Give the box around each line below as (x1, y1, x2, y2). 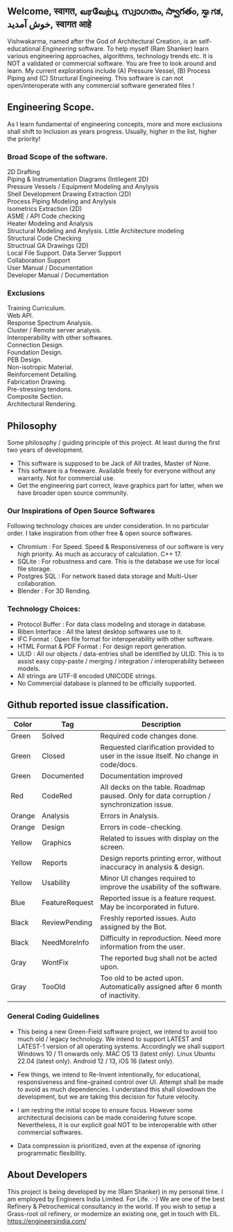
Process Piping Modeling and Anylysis (7, 197, 116, 205)
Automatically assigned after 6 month (100, 982, 223, 992)
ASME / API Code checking (7, 212, 85, 220)
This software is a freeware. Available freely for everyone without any (17, 466, 216, 475)
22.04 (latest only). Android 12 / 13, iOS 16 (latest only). (17, 1056, 175, 1065)
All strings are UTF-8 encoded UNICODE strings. (17, 671, 157, 680)
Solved (41, 732, 64, 741)
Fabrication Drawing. (7, 378, 67, 386)
